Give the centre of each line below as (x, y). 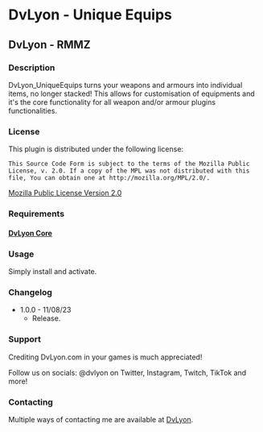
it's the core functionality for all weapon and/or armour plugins (112, 102)
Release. (46, 318)
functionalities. (33, 110)
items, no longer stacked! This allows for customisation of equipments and (131, 93)
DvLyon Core (30, 233)
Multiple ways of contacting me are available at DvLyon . (101, 419)
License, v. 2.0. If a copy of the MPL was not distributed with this (129, 171)
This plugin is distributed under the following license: (96, 149)
